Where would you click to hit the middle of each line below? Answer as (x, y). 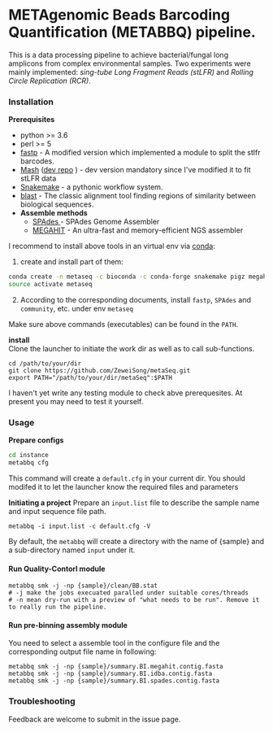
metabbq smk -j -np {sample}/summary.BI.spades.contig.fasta (114, 681)
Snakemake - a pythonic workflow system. (91, 187)
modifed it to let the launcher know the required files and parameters (123, 487)
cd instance (28, 455)
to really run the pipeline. (58, 608)
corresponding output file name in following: (82, 651)
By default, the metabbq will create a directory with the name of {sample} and (136, 542)
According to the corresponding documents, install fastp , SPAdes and (136, 299)
